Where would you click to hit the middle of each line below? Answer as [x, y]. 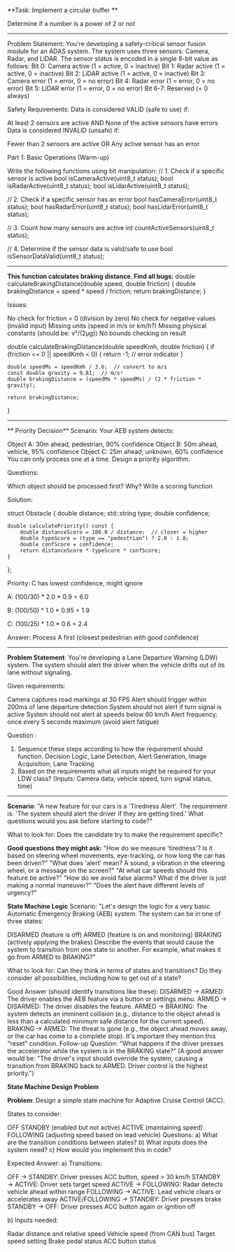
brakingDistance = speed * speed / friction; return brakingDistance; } [107, 291]
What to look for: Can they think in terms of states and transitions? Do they [115, 970]
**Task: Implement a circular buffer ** [63, 10]
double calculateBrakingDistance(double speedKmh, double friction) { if [111, 347]
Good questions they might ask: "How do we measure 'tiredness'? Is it [110, 848]
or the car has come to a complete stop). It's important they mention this [112, 1036]
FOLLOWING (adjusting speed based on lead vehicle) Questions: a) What [113, 1135]
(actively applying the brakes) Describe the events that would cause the [111, 942]
